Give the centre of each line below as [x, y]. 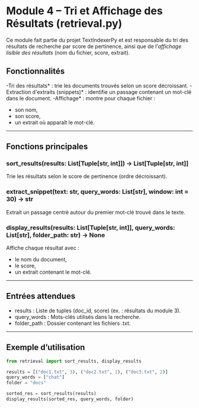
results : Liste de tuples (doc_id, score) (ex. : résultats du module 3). [98, 311]
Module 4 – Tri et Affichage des [84, 11]
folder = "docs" [26, 383]
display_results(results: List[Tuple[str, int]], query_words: [91, 227]
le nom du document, [41, 260]
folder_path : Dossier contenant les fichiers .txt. [73, 323]
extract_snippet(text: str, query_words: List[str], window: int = [97, 192]
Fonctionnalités [36, 72]
